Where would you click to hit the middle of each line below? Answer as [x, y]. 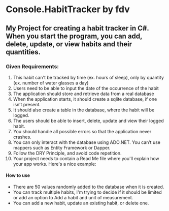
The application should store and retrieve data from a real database [83, 94]
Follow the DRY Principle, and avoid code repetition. [67, 153]
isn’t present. [27, 104]
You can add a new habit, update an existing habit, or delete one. [81, 203]
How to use [18, 175]
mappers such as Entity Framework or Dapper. [62, 147]
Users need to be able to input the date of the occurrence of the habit [86, 88]
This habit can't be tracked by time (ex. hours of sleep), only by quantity [89, 77]
